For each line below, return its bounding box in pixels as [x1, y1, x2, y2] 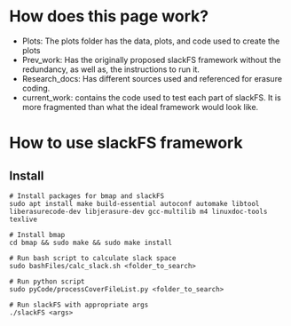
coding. [21, 83, 51, 93]
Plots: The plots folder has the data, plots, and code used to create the [21, 36, 280, 46]
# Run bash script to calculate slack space [9, 253, 177, 263]
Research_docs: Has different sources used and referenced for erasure [21, 73, 282, 83]
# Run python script [9, 277, 86, 286]
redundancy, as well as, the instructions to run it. [21, 64, 200, 75]
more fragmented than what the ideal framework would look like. [21, 101, 259, 112]
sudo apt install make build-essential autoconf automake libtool [9, 199, 260, 208]
